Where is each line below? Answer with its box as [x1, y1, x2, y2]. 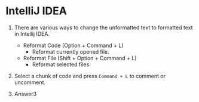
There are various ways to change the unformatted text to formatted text [14, 24, 193, 31]
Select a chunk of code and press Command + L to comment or [14, 72, 166, 79]
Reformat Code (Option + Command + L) [23, 42, 124, 49]
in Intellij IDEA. [14, 30, 50, 37]
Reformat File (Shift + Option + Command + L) [23, 54, 137, 61]
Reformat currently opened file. [32, 48, 109, 55]
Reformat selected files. [32, 61, 91, 68]
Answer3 [14, 90, 37, 97]
